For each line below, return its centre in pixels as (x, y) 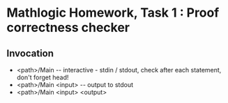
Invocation (30, 53)
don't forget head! (43, 77)
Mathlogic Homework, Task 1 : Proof (113, 13)
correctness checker (68, 27)
